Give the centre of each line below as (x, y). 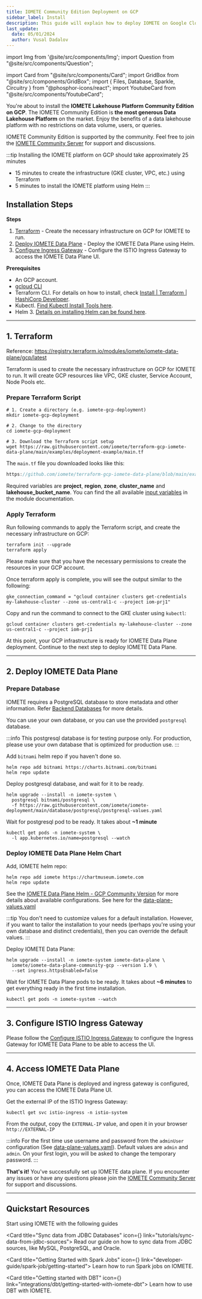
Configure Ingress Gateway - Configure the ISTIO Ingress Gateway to (101, 250)
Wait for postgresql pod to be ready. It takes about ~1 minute (82, 822)
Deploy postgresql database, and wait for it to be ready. (75, 783)
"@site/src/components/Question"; (50, 63)
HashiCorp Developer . (42, 299)
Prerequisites (23, 268)
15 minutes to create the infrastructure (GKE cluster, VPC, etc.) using (100, 173)
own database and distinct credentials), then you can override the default (97, 931)
